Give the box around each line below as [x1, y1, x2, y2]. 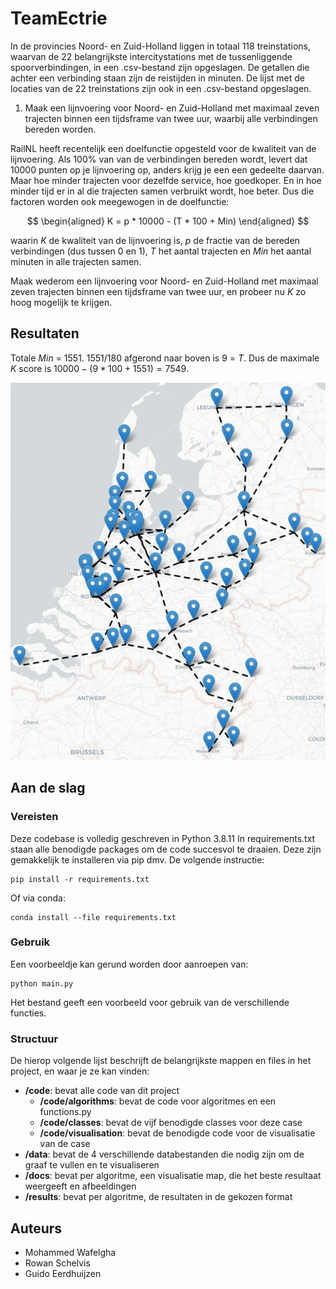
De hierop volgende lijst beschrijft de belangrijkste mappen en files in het [10, 1055, 312, 1067]
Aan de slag [10, 780, 86, 797]
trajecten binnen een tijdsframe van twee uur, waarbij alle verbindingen [24, 112, 318, 124]
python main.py [10, 978, 74, 989]
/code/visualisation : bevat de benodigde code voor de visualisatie [39, 1127, 316, 1139]
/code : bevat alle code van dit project [24, 1085, 180, 1097]
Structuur [10, 1032, 59, 1046]
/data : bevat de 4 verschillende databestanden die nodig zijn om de [24, 1148, 305, 1161]
